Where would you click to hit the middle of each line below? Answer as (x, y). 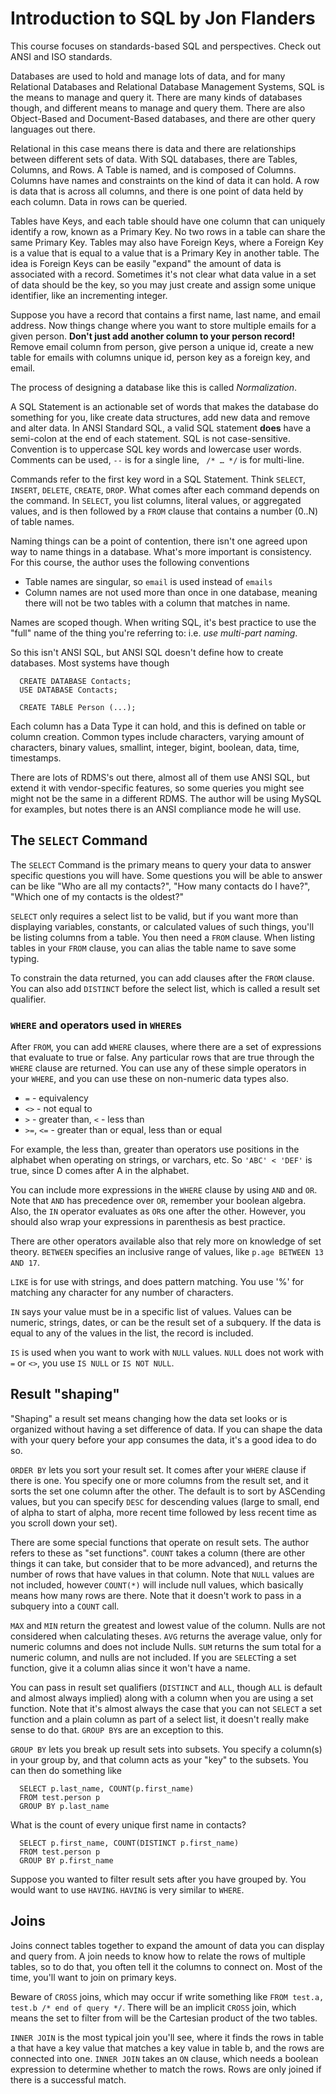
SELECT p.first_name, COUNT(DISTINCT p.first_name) (129, 1843)
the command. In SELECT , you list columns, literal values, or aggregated (156, 500)
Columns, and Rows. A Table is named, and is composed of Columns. (153, 169)
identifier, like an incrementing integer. (89, 295)
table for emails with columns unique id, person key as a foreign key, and (160, 357)
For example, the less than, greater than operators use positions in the (155, 1149)
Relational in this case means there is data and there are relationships (153, 148)
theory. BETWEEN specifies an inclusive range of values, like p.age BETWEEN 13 (167, 1252)
